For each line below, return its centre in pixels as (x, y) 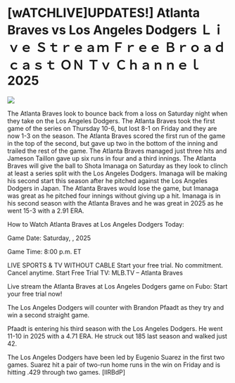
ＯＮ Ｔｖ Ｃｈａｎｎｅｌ (130, 65)
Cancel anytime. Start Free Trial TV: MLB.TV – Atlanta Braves (95, 272)
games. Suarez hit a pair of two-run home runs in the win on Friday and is (114, 365)
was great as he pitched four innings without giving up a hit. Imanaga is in (114, 196)
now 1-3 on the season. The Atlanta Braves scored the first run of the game (116, 136)
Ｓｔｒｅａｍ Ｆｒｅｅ (98, 48)
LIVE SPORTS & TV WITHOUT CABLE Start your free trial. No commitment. (115, 265)
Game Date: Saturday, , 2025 (49, 238)
